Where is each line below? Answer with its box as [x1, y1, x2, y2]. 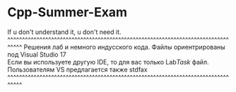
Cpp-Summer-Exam [7, 4, 128, 21]
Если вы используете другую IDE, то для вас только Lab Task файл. [7, 57, 210, 66]
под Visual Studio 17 [7, 50, 66, 59]
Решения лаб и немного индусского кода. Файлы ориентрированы [23, 42, 226, 51]
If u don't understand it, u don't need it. [7, 28, 122, 36]
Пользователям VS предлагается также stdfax [7, 65, 148, 74]
